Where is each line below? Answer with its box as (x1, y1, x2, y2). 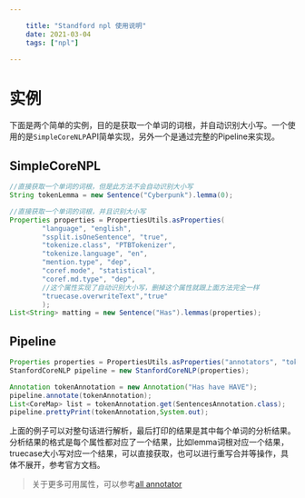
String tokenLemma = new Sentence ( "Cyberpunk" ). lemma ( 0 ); (9, 191, 233, 200)
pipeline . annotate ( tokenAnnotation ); (9, 391, 152, 400)
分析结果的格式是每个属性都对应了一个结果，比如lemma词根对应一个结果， (9, 437, 289, 448)
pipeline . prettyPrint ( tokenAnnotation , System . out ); (9, 408, 209, 417)
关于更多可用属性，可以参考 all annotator (31, 479, 182, 490)
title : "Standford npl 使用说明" (25, 21, 147, 30)
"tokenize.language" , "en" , (42, 249, 148, 259)
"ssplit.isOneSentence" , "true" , (42, 233, 169, 242)
